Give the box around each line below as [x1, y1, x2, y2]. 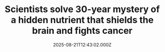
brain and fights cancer [32, 25, 133, 36]
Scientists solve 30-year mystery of [4, 4, 160, 15]
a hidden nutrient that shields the [11, 14, 154, 26]
